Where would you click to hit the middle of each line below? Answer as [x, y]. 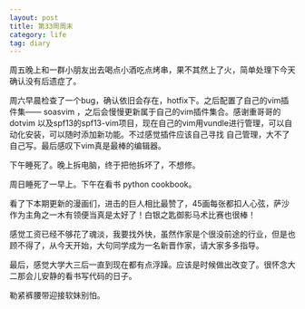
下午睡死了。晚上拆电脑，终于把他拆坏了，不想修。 [105, 165]
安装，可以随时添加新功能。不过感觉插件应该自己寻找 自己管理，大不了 [157, 135]
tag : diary [30, 43]
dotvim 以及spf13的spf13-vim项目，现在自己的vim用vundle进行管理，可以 [147, 123]
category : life [38, 34]
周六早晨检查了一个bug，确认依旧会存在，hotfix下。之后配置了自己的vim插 [149, 101]
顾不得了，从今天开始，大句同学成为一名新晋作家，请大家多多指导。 [137, 246]
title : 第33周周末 [42, 26]
